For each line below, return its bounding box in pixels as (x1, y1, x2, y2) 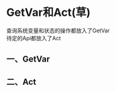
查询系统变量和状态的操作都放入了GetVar (6, 27, 110, 34)
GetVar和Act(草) (6, 5, 91, 19)
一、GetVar (6, 54, 50, 65)
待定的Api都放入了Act (6, 34, 61, 41)
